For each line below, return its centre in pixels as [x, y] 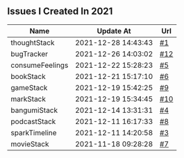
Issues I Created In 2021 [60, 11]
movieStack [30, 143]
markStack [28, 98]
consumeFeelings [40, 65]
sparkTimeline [34, 132]
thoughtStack [33, 42]
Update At [114, 30]
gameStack [29, 87]
